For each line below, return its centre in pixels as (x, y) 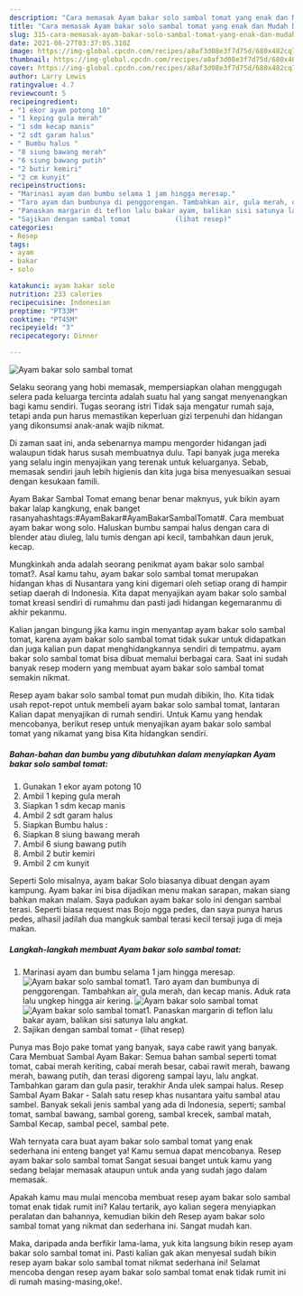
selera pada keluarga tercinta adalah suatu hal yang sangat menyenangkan (148, 397)
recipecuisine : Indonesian (60, 302)
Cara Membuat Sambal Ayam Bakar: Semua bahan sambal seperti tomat (143, 1056)
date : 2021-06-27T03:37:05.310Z (70, 43)
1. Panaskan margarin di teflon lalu (209, 1010)
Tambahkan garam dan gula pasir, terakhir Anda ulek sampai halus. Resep (147, 1085)
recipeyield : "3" (42, 328)
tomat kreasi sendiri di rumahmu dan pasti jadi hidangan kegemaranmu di (146, 602)
